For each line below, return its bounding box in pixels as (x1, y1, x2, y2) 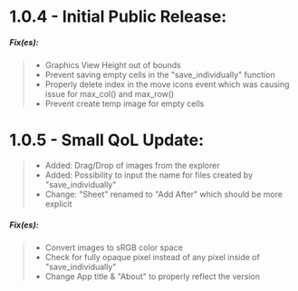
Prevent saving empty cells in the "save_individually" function (44, 70, 275, 81)
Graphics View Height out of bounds (44, 60, 181, 71)
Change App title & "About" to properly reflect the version (44, 271, 261, 282)
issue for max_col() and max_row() (44, 89, 175, 100)
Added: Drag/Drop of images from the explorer (44, 160, 220, 171)
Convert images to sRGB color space (44, 242, 183, 253)
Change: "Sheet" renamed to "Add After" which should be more (44, 189, 284, 200)
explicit (44, 199, 72, 209)
